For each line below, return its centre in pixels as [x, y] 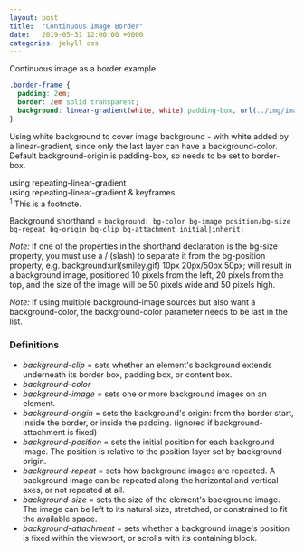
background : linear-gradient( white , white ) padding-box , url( [137, 110]
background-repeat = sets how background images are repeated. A [149, 471]
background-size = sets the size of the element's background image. [151, 500]
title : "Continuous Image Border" [76, 26]
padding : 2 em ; [44, 94]
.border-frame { [40, 86]
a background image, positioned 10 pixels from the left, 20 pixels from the [147, 275]
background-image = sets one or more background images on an [144, 394]
